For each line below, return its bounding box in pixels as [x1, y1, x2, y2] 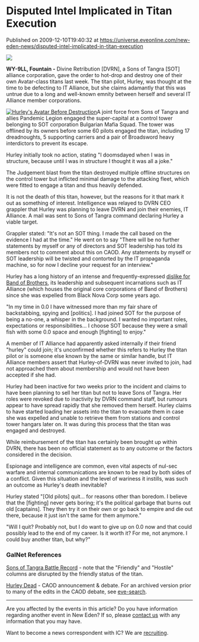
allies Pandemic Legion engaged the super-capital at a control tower [6, 114, 173, 122]
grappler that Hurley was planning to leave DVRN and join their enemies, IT [6, 206, 189, 213]
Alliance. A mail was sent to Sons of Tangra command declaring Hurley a [6, 212, 184, 219]
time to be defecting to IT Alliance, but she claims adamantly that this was [6, 84, 187, 91]
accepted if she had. [6, 371, 56, 378]
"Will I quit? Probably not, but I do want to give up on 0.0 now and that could [6, 523, 192, 530]
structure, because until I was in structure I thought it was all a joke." [6, 157, 173, 164]
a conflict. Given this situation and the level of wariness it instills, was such [6, 475, 188, 482]
